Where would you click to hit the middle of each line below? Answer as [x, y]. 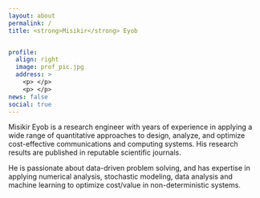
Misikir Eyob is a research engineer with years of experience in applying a [130, 127]
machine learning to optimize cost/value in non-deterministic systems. [124, 185]
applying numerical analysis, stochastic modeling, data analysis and [120, 176]
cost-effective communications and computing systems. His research [123, 144]
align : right [37, 60]
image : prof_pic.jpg [50, 67]
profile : [23, 52]
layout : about [32, 16]
